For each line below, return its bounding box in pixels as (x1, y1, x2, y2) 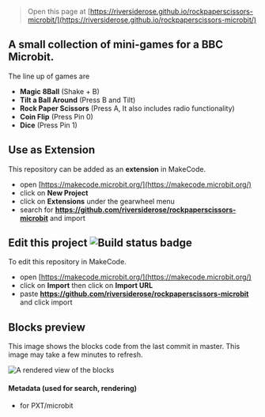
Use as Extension (8, 143, 96, 157)
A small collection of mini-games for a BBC (8, 38, 224, 51)
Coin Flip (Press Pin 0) (19, 112, 93, 121)
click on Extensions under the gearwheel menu (19, 196, 176, 206)
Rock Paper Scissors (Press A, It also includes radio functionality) (19, 103, 235, 113)
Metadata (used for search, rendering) (8, 383, 137, 392)
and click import (19, 298, 73, 307)
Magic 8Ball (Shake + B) (19, 86, 100, 96)
